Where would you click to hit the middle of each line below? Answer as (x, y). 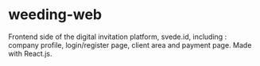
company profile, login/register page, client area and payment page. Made (130, 45)
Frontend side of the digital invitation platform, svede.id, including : (118, 37)
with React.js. (31, 53)
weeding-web (55, 15)
